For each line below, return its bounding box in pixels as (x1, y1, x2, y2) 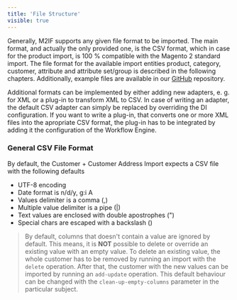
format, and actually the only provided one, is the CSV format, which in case (7, 44, 231, 52)
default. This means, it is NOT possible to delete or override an (24, 239, 209, 248)
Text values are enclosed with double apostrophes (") (17, 211, 175, 219)
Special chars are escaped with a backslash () (17, 218, 153, 227)
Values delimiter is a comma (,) (17, 196, 109, 204)
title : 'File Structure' (7, 10, 81, 18)
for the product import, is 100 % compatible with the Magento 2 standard (7, 51, 221, 60)
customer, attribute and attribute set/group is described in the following (7, 67, 216, 75)
